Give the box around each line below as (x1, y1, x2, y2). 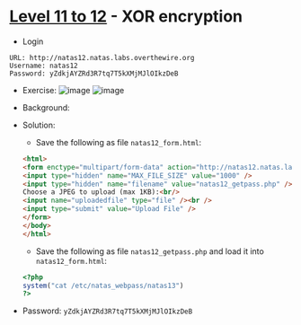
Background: (22, 101, 70, 113)
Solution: (22, 119, 56, 130)
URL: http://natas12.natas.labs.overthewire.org (9, 53, 195, 62)
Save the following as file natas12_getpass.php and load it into (35, 245, 265, 257)
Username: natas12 (9, 61, 78, 70)
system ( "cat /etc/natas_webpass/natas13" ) (22, 281, 184, 290)
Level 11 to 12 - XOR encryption (9, 6, 243, 27)
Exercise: (22, 84, 57, 95)
